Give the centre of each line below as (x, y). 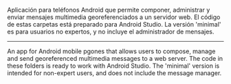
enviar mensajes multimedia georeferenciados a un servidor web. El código (114, 17)
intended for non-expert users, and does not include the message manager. (114, 73)
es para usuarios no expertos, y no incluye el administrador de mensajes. (111, 31)
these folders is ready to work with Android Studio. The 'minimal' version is (113, 66)
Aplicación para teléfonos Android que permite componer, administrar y (109, 10)
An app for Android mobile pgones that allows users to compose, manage (111, 51)
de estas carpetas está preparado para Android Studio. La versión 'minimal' (114, 24)
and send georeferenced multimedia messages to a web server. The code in (115, 58)
